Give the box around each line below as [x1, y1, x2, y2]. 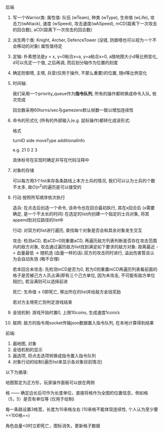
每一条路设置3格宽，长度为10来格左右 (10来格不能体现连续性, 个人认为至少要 [5, 406, 158, 412]
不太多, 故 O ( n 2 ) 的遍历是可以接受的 [12, 183, 82, 190]
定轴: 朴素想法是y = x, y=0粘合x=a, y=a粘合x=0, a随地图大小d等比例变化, [12, 54, 158, 59]
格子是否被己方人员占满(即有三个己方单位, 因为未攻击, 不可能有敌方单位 [12, 272, 155, 278]
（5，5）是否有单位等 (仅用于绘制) [5, 396, 75, 402]
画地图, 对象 [12, 340, 37, 346]
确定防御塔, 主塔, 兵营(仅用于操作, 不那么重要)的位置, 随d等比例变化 [12, 70, 147, 75]
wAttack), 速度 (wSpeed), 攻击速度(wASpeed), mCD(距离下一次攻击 [22, 21, 157, 26]
